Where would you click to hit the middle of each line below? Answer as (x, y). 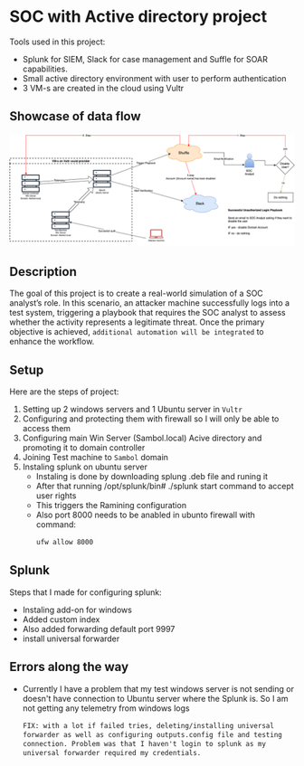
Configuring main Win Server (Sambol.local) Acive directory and (142, 438)
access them (46, 429)
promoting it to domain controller (84, 448)
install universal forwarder (71, 638)
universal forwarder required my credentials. (112, 752)
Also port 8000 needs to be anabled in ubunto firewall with (146, 515)
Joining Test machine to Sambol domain (95, 458)
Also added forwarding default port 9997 (99, 629)
